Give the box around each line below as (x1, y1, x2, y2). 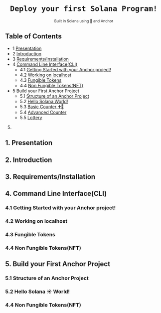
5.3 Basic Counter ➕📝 (19, 104, 64, 110)
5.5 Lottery (19, 114, 42, 121)
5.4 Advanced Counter (19, 109, 67, 115)
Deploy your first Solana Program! (9, 4, 158, 13)
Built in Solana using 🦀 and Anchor (54, 18, 114, 23)
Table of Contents (5, 32, 62, 41)
